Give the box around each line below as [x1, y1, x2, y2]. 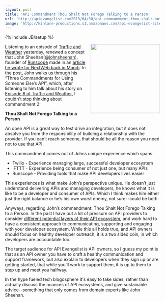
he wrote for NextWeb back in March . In [5, 65, 86, 71]
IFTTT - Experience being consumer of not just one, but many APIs [12, 165, 148, 171]
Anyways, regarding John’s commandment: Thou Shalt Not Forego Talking [5, 205, 156, 211]
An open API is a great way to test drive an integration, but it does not [5, 126, 146, 132]
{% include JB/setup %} [5, 34, 54, 40]
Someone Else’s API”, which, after [5, 81, 73, 86]
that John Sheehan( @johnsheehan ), [5, 55, 78, 60]
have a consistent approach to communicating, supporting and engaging [5, 221, 152, 227]
